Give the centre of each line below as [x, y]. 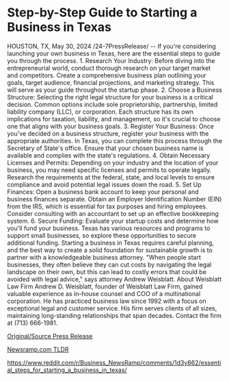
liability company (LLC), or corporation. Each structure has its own [100, 112]
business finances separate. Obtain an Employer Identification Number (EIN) [114, 199]
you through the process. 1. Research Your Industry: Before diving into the [111, 60]
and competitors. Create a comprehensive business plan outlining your [107, 75]
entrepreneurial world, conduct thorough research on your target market [109, 68]
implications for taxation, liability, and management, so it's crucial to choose [114, 119]
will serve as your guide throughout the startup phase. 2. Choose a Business [114, 90]
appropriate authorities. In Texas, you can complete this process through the [115, 140]
